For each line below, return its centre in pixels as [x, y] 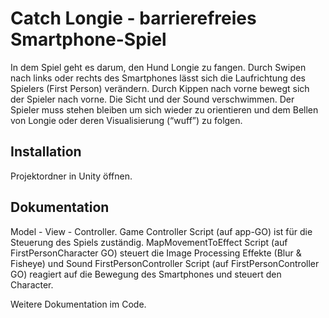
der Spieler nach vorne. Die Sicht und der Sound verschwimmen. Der [152, 99]
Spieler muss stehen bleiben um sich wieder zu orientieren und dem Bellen [164, 109]
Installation [46, 152]
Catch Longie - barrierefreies [133, 18]
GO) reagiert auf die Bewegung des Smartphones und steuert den [146, 274]
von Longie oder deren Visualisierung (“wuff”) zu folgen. [126, 120]
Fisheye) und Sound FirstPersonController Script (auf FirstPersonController [165, 263]
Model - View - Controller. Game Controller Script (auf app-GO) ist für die [161, 231]
